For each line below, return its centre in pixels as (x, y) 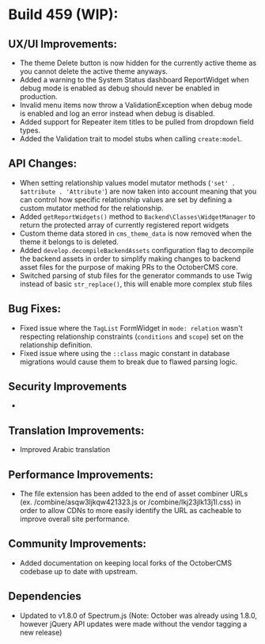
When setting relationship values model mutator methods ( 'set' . (127, 182)
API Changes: (43, 164)
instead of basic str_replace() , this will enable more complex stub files (136, 284)
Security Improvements (68, 387)
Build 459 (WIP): (63, 15)
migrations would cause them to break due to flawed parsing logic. (129, 362)
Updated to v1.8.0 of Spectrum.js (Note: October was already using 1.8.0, (138, 615)
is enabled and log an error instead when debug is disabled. (117, 113)
